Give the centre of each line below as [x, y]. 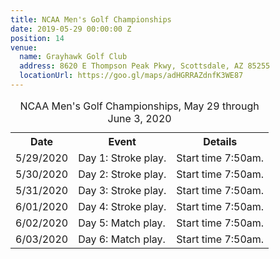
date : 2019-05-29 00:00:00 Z [71, 29]
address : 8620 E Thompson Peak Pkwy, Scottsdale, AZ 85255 [145, 66]
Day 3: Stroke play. [122, 190]
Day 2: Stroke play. [122, 174]
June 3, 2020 [139, 118]
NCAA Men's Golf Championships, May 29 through [139, 106]
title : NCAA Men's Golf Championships [91, 19]
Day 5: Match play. [122, 223]
